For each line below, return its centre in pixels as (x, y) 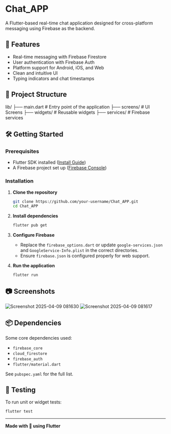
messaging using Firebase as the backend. (50, 28)
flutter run (25, 275)
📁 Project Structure (36, 95)
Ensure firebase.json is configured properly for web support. (85, 256)
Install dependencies (35, 216)
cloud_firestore (30, 353)
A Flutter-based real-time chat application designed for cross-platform (79, 23)
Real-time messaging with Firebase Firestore (60, 57)
